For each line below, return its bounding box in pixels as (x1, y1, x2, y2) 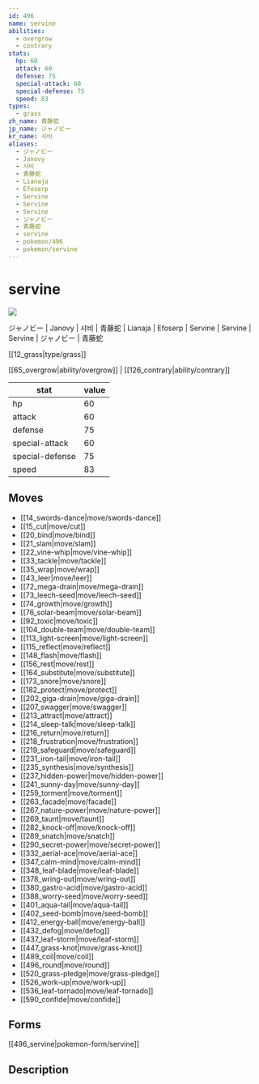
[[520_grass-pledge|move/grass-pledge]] (19, 968, 160, 978)
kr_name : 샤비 (8, 132, 53, 140)
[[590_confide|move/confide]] (19, 994, 121, 1004)
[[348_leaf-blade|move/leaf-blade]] (19, 865, 139, 875)
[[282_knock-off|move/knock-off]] (19, 823, 136, 832)
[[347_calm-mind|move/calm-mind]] (19, 857, 142, 866)
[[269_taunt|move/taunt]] (19, 814, 104, 823)
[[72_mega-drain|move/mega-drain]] (19, 581, 144, 591)
